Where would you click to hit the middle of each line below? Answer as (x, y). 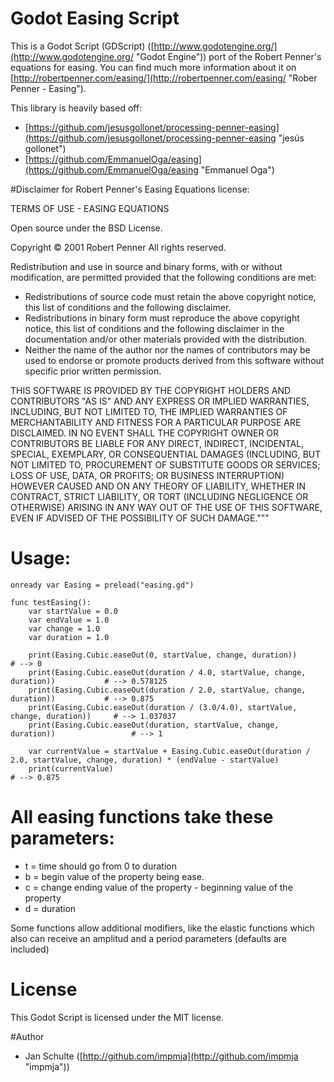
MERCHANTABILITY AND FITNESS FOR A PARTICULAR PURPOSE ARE (156, 422)
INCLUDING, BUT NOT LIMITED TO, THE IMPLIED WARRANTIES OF (149, 411)
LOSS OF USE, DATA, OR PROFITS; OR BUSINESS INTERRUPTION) (147, 475)
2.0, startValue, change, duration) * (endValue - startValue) (145, 760)
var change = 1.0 (64, 628)
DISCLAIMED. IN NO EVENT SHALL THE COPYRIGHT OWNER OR (145, 433)
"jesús (291, 138)
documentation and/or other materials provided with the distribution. (165, 339)
